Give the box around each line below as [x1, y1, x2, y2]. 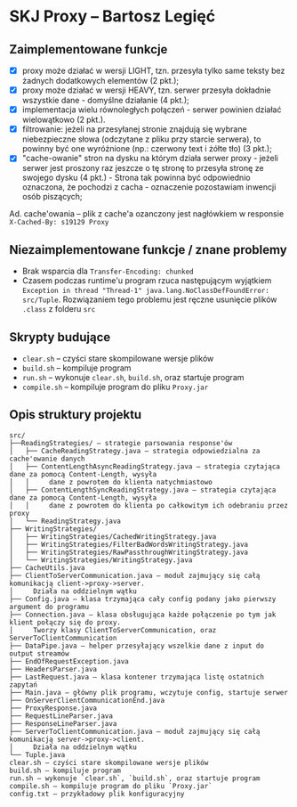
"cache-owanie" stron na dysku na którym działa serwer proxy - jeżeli [21, 153, 278, 164]
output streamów [9, 648, 69, 658]
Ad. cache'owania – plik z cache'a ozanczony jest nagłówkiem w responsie [9, 208, 285, 219]
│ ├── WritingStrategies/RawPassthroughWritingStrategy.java [9, 548, 249, 557]
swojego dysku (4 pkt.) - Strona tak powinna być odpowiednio [21, 172, 251, 183]
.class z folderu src [21, 304, 96, 314]
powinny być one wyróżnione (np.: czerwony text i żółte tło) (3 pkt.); [21, 143, 273, 154]
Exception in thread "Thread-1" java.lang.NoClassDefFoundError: [21, 287, 269, 296]
